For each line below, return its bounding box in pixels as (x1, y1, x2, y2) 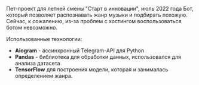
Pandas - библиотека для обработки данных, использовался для (14, 53, 181, 60)
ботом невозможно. (6, 24, 58, 31)
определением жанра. (14, 73, 73, 79)
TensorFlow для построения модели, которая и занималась (14, 66, 169, 73)
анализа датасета (14, 59, 61, 67)
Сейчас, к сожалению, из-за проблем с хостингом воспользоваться (6, 18, 182, 24)
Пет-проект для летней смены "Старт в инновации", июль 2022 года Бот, (6, 5, 194, 12)
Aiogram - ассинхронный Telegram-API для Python (14, 47, 145, 54)
